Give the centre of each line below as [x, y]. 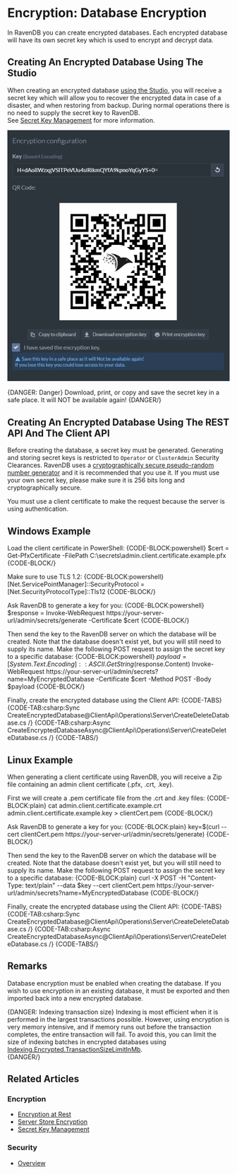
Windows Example [49, 531]
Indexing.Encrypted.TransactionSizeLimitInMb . [75, 1049]
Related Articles [43, 1079]
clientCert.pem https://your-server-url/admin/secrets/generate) [113, 834]
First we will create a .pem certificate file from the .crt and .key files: [107, 798]
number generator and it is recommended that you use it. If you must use [114, 473]
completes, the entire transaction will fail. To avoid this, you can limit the [112, 1034]
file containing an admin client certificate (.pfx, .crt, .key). [91, 784]
